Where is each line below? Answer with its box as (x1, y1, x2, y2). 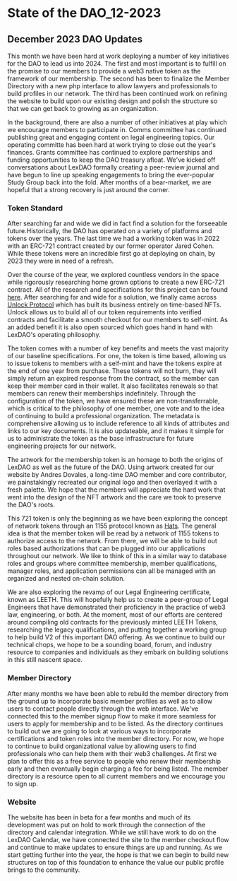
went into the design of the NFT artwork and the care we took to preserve (7, 493, 222, 502)
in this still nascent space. (7, 656, 83, 664)
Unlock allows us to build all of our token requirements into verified (7, 308, 202, 317)
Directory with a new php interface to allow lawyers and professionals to (7, 82, 217, 90)
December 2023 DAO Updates (7, 33, 143, 45)
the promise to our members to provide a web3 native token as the (7, 67, 201, 75)
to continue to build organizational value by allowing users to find (7, 742, 197, 750)
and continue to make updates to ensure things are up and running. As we (7, 843, 223, 851)
